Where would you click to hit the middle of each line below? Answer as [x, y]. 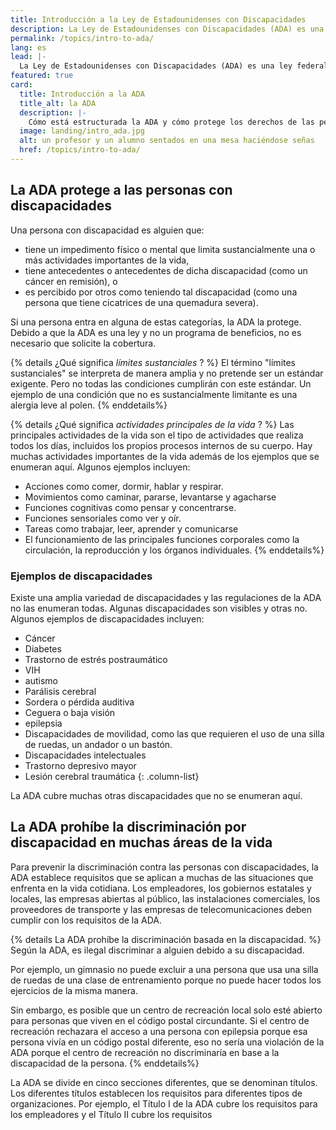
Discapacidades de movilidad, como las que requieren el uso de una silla [174, 733]
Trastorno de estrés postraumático [96, 659]
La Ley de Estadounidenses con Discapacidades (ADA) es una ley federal [174, 66]
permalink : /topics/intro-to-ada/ [82, 38]
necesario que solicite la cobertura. [83, 343]
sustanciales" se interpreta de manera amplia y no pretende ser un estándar [167, 373]
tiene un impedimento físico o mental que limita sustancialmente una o [170, 249]
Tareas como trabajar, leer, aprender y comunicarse [131, 528]
